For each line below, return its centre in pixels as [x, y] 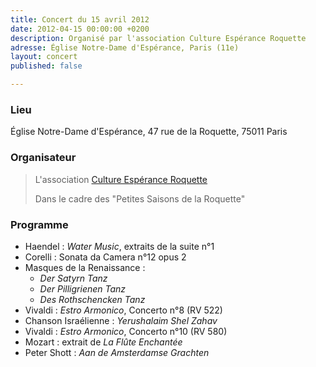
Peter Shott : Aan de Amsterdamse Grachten [117, 352]
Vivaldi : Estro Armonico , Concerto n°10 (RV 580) [126, 331]
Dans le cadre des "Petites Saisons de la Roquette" [140, 198]
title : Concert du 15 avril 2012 [80, 19]
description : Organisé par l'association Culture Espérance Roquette [158, 38]
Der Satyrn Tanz [73, 278]
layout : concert [44, 57]
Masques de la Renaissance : [85, 267]
